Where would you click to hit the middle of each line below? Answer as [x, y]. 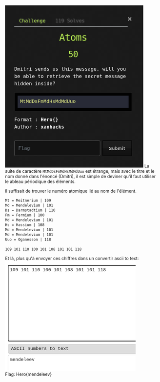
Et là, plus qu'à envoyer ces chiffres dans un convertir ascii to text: [72, 258]
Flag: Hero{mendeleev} [29, 374]
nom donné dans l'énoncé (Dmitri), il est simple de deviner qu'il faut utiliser [80, 176]
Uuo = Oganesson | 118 [28, 240]
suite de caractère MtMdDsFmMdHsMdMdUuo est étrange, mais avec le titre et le [80, 171]
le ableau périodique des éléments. [40, 181]
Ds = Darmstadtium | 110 [30, 210]
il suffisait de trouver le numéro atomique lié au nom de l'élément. [71, 191]
